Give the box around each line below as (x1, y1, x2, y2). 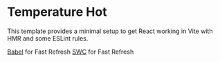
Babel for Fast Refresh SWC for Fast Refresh (7, 48, 134, 56)
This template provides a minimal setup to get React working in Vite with (7, 27, 213, 35)
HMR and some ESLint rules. (7, 34, 89, 42)
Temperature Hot (7, 4, 107, 20)
